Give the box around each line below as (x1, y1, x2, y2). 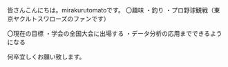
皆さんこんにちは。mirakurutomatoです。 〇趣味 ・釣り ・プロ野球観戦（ (7, 6, 214, 14)
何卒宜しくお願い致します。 (7, 52, 86, 61)
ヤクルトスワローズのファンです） (12, 15, 110, 23)
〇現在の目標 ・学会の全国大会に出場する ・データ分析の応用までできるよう (7, 30, 222, 37)
